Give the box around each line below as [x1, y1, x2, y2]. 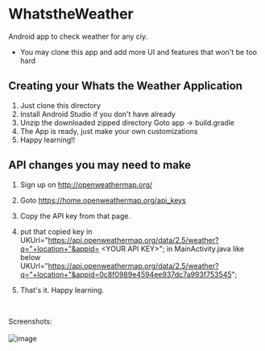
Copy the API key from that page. [19, 211, 131, 220]
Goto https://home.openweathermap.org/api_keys [19, 195, 187, 205]
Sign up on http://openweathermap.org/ [19, 179, 153, 190]
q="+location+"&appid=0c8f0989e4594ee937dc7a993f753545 [19, 270, 232, 279]
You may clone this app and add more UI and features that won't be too [19, 47, 258, 56]
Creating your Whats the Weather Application [8, 79, 243, 93]
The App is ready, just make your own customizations [19, 126, 198, 136]
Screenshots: [8, 316, 52, 326]
